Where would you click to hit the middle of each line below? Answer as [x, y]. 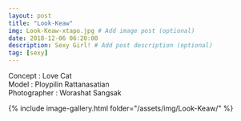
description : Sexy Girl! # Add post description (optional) [111, 46]
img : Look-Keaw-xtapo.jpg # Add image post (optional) [102, 30]
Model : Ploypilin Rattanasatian [59, 84]
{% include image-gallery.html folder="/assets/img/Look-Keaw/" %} [121, 108]
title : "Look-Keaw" [41, 23]
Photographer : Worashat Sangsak [65, 93]
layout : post [30, 16]
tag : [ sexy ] [28, 53]
